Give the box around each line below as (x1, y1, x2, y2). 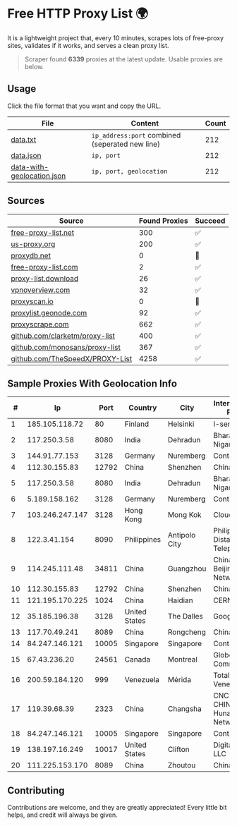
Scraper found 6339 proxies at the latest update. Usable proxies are (24, 54, 224, 63)
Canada (124, 655, 150, 664)
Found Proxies (138, 216, 188, 226)
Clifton (168, 745, 190, 755)
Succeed (195, 216, 226, 226)
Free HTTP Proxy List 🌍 (7, 6, 149, 22)
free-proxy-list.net (11, 227, 75, 237)
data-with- (11, 162, 49, 171)
